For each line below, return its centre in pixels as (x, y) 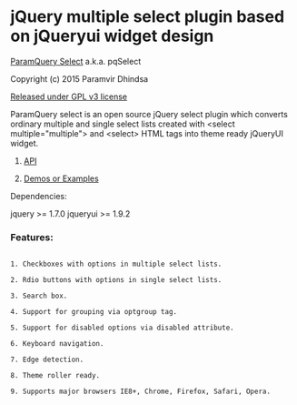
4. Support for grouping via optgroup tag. (94, 312)
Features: (32, 237)
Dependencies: (39, 196)
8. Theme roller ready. (55, 376)
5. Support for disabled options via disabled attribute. (122, 328)
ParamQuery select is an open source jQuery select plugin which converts (149, 114)
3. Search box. (39, 296)
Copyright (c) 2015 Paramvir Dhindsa (79, 78)
